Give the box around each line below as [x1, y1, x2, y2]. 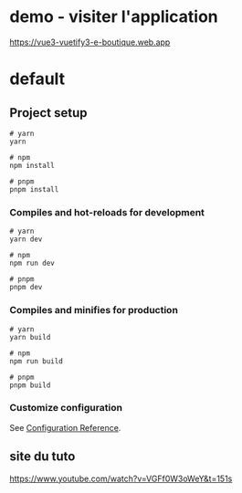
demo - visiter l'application [9, 6, 219, 27]
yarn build [9, 332, 51, 341]
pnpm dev [9, 283, 43, 292]
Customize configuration [9, 402, 123, 414]
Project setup [9, 105, 89, 121]
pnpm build [9, 381, 51, 390]
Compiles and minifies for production [9, 304, 178, 317]
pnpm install [9, 184, 59, 194]
